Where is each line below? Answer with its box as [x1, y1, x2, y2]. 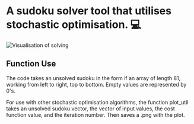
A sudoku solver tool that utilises [6, 4, 172, 18]
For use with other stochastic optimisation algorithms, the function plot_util [6, 98, 189, 106]
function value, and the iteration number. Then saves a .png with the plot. [6, 111, 185, 118]
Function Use [6, 59, 56, 69]
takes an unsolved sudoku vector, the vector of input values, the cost [6, 105, 175, 112]
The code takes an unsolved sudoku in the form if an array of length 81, [6, 74, 181, 81]
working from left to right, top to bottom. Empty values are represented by [6, 81, 187, 88]
